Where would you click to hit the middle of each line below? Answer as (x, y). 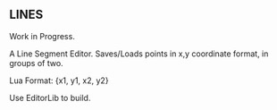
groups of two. (37, 63)
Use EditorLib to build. (50, 97)
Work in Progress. (42, 36)
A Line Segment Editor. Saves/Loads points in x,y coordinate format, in (139, 54)
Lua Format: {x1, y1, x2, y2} (59, 80)
